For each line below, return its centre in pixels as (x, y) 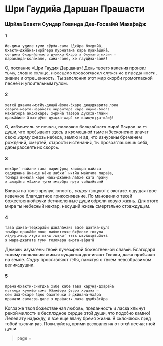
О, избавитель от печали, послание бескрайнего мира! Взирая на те (76, 127)
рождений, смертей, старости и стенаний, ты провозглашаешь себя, (77, 142)
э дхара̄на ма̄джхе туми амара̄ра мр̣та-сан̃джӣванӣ (54, 182)
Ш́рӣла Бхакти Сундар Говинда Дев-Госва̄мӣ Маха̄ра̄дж (76, 24)
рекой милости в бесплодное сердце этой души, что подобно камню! (78, 313)
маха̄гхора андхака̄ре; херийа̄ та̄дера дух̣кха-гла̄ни (56, 113)
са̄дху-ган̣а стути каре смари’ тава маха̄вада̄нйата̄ (56, 236)
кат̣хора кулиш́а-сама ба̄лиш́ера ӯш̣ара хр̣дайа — (52, 291)
